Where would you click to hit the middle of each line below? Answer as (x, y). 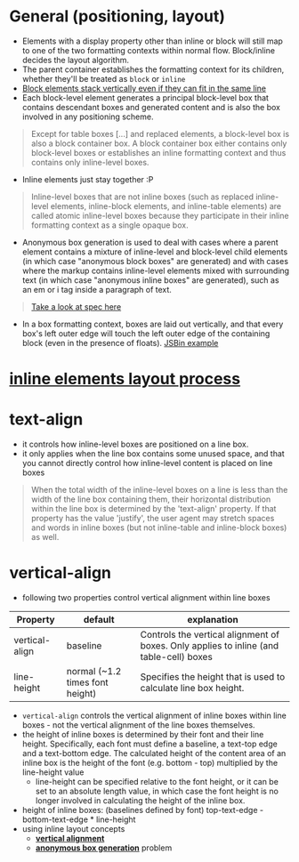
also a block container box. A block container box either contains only (159, 143)
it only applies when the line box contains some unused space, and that (153, 454)
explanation (213, 620)
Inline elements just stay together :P (88, 179)
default (99, 620)
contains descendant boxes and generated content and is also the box (151, 107)
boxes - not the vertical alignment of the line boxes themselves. (138, 725)
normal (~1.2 (94, 671)
